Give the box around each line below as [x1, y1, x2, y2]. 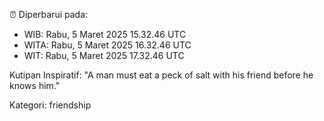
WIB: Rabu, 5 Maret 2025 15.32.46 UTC [23, 29, 187, 40]
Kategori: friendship [9, 99, 92, 111]
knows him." [9, 80, 61, 91]
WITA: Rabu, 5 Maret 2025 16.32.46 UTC [23, 39, 192, 51]
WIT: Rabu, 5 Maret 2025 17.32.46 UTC [23, 50, 185, 61]
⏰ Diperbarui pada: [9, 9, 89, 20]
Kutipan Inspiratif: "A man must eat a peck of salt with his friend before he [9, 69, 314, 81]
